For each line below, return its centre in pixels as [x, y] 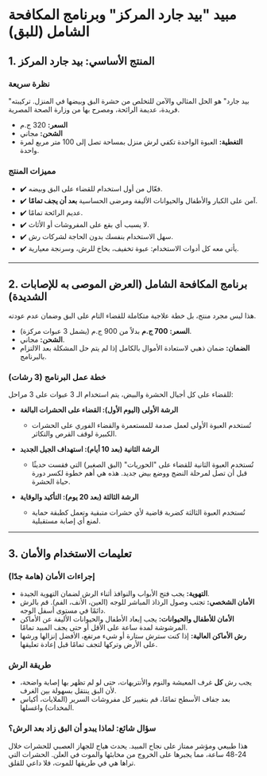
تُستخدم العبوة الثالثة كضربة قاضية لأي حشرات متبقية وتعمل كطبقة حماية [138, 512]
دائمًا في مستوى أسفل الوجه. [62, 610]
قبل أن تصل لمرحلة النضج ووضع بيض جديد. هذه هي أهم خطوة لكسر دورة [139, 473]
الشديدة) [28, 296]
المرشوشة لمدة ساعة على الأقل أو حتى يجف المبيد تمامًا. [104, 627]
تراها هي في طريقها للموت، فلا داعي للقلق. [72, 762]
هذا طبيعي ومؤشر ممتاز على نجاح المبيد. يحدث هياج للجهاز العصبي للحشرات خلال [128, 746]
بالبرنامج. [33, 356]
